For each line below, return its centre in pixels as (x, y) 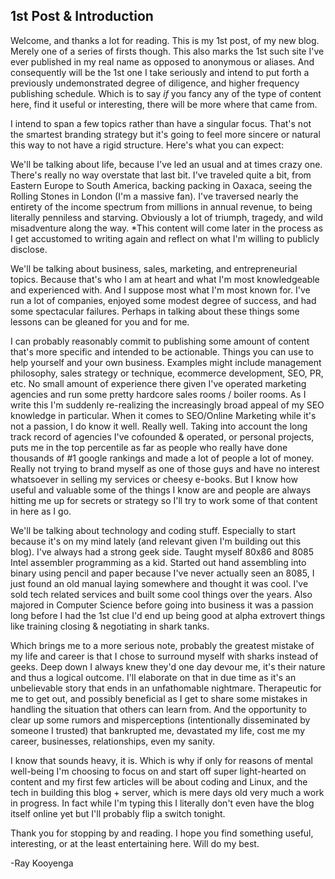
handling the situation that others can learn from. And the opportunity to (158, 709)
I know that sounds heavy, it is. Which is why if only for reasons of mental (161, 760)
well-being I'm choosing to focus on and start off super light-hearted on (158, 771)
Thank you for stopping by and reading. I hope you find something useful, (162, 833)
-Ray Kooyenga (42, 863)
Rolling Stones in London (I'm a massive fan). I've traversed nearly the (154, 196)
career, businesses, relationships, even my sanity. (112, 741)
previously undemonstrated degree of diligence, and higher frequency (155, 83)
